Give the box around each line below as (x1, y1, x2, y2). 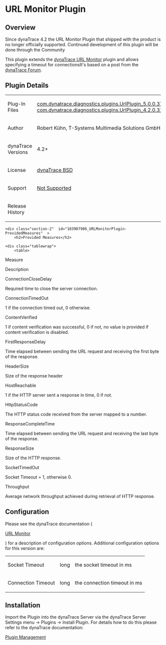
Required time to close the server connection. (5, 285, 98, 291)
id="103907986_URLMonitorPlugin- (58, 226, 127, 231)
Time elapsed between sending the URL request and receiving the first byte (5, 348, 160, 354)
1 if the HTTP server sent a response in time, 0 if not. (5, 392, 113, 398)
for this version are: (5, 545, 45, 551)
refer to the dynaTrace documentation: (5, 625, 84, 631)
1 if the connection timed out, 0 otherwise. (5, 305, 91, 311)
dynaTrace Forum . (5, 67, 42, 73)
